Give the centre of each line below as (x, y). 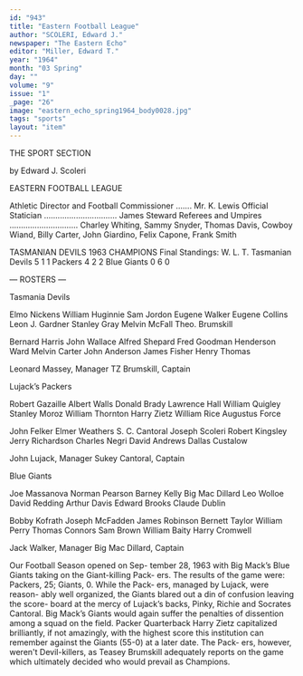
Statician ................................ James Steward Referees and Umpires (136, 215)
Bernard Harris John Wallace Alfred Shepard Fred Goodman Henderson (143, 342)
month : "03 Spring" (46, 69)
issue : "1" (30, 93)
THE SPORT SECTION (51, 153)
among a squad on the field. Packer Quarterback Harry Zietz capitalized (143, 623)
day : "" (24, 77)
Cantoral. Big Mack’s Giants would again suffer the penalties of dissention (147, 613)
